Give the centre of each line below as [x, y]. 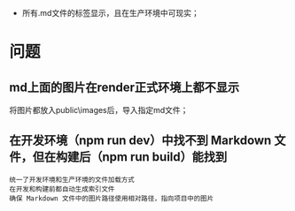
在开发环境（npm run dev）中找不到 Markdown [140, 141]
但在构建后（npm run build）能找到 [130, 157]
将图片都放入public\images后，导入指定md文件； [99, 110]
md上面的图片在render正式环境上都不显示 [124, 87]
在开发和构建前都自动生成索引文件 [62, 189]
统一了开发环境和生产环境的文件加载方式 [72, 179]
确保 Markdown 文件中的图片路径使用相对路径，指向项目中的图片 [112, 198]
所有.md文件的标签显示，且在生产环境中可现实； [110, 13]
